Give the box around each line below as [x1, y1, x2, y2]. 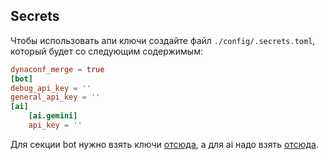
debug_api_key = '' [10, 83, 92, 93]
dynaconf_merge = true [10, 64, 105, 74]
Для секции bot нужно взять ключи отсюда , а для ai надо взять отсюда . [10, 138, 319, 150]
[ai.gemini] [28, 111, 78, 121]
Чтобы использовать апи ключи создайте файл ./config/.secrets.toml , [10, 34, 316, 46]
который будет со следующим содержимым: [10, 45, 203, 57]
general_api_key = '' [10, 92, 101, 103]
